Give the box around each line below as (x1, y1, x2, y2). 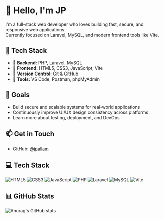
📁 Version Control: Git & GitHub (12, 70, 79, 77)
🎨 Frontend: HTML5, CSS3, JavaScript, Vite (12, 65, 103, 71)
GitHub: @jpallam (12, 145, 49, 152)
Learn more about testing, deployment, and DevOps (12, 114, 120, 120)
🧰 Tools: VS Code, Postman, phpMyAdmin (12, 76, 100, 82)
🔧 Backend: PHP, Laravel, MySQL (12, 60, 82, 66)
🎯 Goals (5, 91, 30, 99)
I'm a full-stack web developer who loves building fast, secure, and (5, 21, 144, 27)
